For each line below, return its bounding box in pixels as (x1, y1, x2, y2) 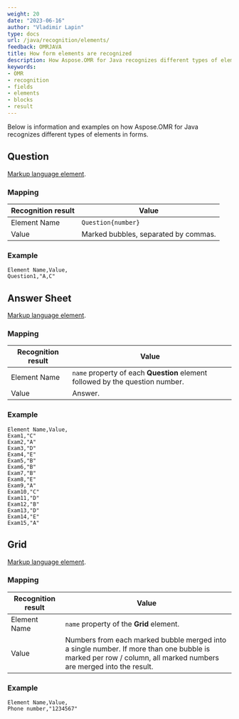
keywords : (7, 63, 37, 70)
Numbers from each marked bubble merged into (65, 634, 227, 644)
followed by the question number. (72, 377, 184, 387)
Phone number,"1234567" (7, 705, 78, 713)
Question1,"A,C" (7, 273, 55, 280)
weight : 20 (7, 10, 40, 18)
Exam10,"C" (7, 488, 40, 495)
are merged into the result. (65, 661, 154, 671)
